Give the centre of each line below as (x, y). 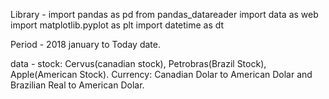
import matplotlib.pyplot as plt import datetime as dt (117, 25)
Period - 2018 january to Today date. (85, 44)
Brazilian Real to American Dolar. (77, 85)
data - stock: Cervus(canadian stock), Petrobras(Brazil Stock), (138, 63)
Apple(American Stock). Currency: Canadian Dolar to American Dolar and (161, 74)
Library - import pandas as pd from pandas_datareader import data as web (164, 14)
